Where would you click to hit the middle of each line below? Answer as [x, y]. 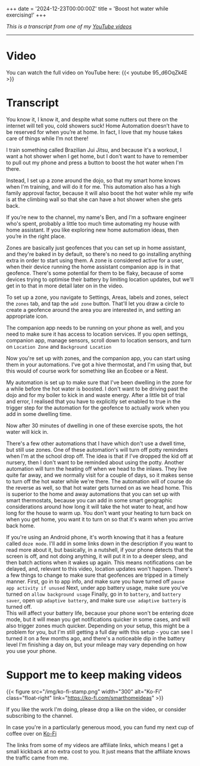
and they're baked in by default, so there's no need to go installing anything [99, 254]
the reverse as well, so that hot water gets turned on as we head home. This [99, 487]
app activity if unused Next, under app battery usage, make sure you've [97, 587]
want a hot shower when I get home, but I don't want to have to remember [97, 156]
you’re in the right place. [36, 236]
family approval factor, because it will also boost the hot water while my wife [100, 193]
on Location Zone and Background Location [59, 346]
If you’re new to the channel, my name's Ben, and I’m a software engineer [96, 217]
